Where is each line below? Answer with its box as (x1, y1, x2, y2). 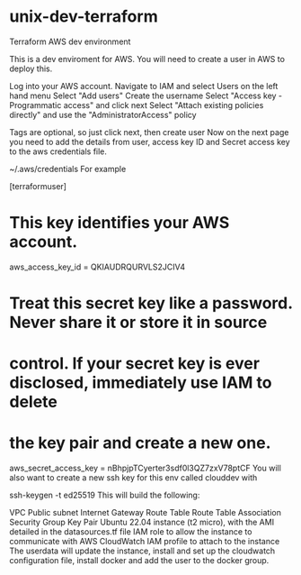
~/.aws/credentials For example (9, 163, 127, 174)
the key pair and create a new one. (9, 433, 271, 453)
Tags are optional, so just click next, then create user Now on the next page (9, 126, 289, 137)
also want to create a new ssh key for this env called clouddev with (9, 472, 258, 483)
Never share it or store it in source (9, 313, 268, 333)
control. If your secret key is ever (9, 353, 261, 374)
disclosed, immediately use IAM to (9, 372, 272, 393)
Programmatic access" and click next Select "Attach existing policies (9, 99, 264, 110)
